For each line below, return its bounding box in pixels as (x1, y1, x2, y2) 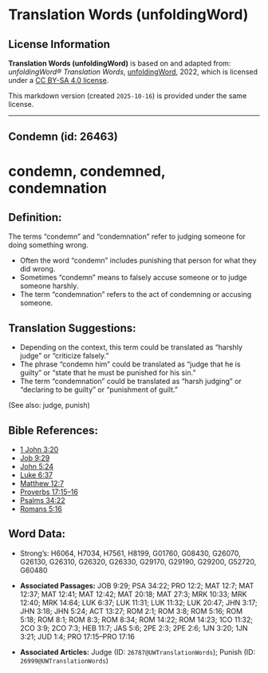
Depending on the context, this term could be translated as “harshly (19, 342, 243, 352)
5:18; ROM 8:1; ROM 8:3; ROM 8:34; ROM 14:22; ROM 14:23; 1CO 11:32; (19, 615, 254, 624)
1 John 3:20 (19, 445, 59, 454)
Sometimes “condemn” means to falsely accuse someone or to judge (19, 273, 247, 283)
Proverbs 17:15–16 (19, 487, 78, 497)
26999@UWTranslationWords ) (19, 655, 109, 665)
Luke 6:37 (19, 470, 53, 480)
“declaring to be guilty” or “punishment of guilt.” (19, 385, 178, 394)
